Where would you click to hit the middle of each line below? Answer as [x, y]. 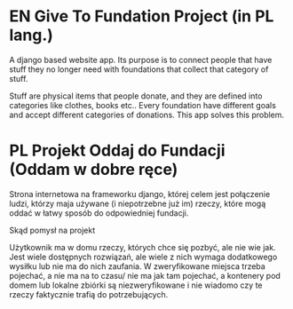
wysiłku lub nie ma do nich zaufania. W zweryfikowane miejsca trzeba [138, 266]
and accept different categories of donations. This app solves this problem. [147, 115]
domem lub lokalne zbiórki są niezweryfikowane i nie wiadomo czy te [136, 285]
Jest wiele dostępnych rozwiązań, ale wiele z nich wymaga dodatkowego [143, 257]
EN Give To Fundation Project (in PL [142, 16]
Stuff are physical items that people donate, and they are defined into [136, 96]
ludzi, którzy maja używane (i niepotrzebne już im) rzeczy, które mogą [138, 203]
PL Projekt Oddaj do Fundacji [117, 151]
